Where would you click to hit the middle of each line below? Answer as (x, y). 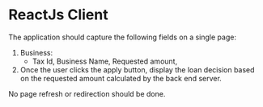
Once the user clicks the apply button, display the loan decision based (137, 69)
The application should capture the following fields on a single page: (123, 37)
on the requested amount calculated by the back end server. (121, 78)
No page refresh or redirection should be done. (87, 93)
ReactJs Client (58, 15)
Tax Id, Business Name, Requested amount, (105, 61)
